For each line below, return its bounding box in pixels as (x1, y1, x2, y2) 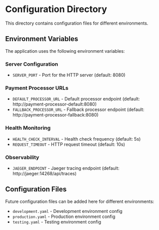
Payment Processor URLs (5, 84, 69, 91)
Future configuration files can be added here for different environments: (5, 198, 154, 204)
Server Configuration (5, 60, 58, 67)
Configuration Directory (5, 4, 107, 15)
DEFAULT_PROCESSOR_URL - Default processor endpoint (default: (12, 96, 140, 102)
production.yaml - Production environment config (12, 213, 116, 219)
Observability (5, 154, 39, 161)
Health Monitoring (5, 125, 51, 132)
